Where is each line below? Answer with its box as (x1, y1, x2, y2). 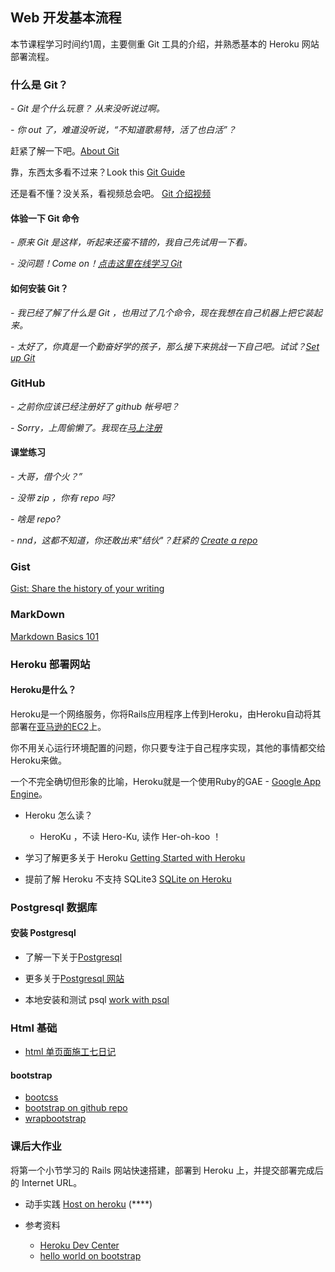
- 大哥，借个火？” (10, 471, 83, 483)
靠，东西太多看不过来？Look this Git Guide (10, 166, 186, 178)
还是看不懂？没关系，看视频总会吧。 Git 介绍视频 (10, 188, 212, 200)
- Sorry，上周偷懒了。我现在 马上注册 (10, 421, 163, 433)
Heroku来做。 (10, 754, 67, 766)
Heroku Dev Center (39, 1239, 120, 1251)
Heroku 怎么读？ (24, 809, 93, 821)
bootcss (24, 1091, 59, 1103)
